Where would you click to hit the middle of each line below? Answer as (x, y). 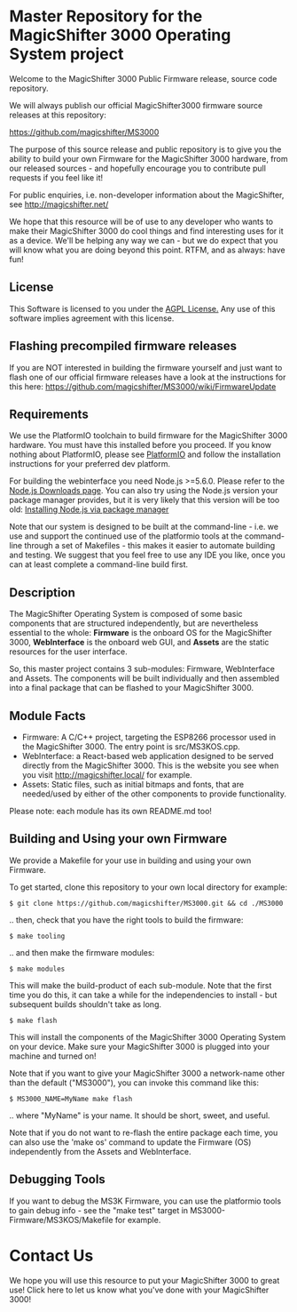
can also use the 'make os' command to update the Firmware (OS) (130, 1142)
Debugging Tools (58, 1180)
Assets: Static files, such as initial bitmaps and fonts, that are (133, 784)
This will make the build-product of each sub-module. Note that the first (141, 985)
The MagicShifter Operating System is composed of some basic (126, 614)
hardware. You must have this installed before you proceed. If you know (141, 445)
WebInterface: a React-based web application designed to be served (148, 756)
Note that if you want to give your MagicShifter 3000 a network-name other (147, 1073)
